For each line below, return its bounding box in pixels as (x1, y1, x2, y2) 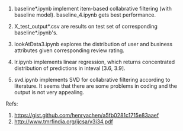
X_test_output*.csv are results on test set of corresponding (14, 23, 158, 30)
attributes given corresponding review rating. (14, 47, 125, 54)
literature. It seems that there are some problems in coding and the (14, 82, 177, 90)
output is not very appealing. (14, 89, 85, 95)
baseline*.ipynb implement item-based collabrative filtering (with (14, 5, 172, 12)
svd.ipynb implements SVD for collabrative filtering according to (14, 76, 171, 83)
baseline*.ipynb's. (14, 29, 58, 36)
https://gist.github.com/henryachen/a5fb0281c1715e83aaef (14, 112, 159, 119)
